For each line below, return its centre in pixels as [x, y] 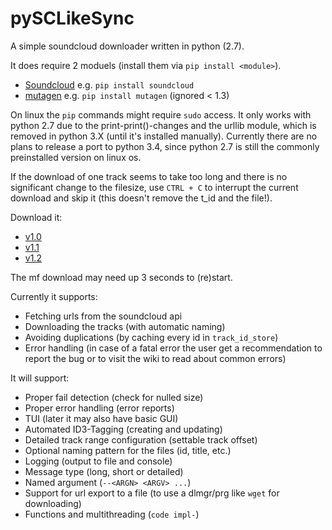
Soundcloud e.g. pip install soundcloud [109, 84]
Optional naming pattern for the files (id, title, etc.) [128, 450]
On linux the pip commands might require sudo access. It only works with [161, 114]
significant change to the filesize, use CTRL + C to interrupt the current [154, 187]
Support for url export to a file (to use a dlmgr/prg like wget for [152, 493]
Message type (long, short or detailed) [104, 471]
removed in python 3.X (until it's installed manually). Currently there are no [164, 136]
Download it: [36, 217]
